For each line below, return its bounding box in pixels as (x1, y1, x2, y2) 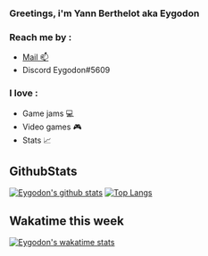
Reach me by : (9, 30, 72, 43)
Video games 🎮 (21, 121, 82, 132)
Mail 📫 (21, 52, 49, 62)
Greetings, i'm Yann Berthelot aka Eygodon (9, 7, 200, 20)
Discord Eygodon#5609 (21, 65, 111, 76)
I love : (9, 87, 38, 100)
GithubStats (9, 163, 78, 178)
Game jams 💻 (21, 108, 74, 119)
